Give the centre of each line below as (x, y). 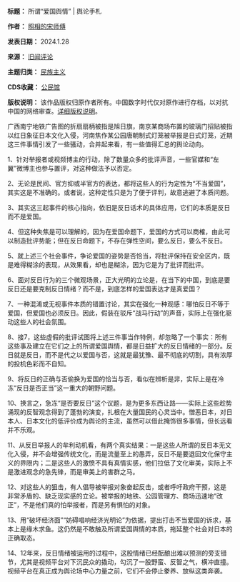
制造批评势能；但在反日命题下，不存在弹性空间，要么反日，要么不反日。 (120, 241)
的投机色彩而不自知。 (39, 364)
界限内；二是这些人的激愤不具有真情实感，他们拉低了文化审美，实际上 (123, 463)
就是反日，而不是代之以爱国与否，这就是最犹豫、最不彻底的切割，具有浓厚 (123, 355)
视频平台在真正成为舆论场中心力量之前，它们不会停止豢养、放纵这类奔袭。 (117, 571)
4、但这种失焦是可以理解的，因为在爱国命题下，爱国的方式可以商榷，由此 (116, 232)
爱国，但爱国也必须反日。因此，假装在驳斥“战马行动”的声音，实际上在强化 (117, 313)
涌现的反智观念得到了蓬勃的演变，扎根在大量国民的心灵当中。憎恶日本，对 (117, 412)
